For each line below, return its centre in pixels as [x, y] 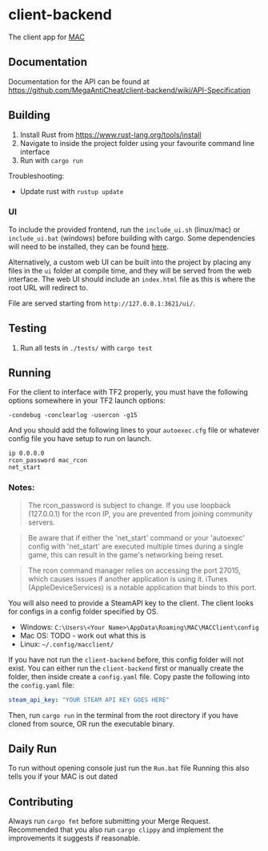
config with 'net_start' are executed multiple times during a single [136, 546]
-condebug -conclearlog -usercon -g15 [73, 415]
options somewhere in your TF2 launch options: [87, 401]
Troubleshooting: [36, 176]
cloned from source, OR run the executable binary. [92, 723]
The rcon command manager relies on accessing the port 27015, [134, 570]
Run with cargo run [52, 160]
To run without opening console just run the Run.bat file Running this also [129, 768]
